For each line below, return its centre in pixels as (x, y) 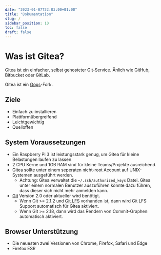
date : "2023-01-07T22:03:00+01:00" (41, 10)
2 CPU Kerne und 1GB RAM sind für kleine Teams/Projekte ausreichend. (84, 164)
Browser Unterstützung (41, 231)
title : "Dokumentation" (29, 14)
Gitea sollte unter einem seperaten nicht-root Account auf (70, 170)
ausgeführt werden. (53, 175)
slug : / (13, 19)
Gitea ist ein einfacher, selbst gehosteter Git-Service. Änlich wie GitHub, (77, 70)
